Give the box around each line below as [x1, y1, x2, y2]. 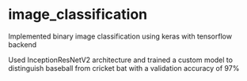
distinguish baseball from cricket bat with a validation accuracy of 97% [8, 63, 240, 72]
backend [8, 39, 37, 49]
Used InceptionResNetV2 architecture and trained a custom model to [8, 55, 234, 64]
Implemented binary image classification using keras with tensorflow [8, 31, 232, 41]
